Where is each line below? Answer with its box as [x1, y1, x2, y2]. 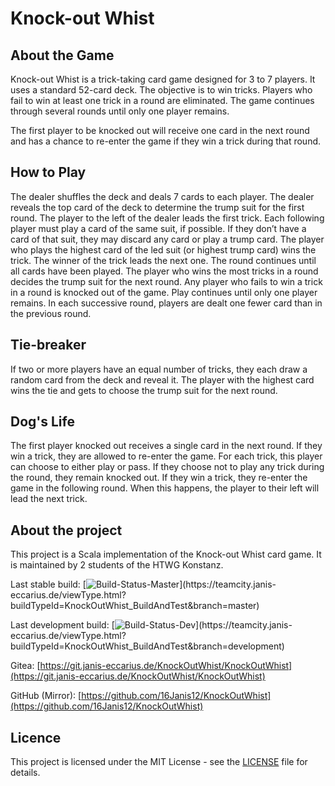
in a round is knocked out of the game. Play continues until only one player [10, 286, 318, 298]
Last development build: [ [10, 619, 115, 631]
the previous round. [10, 307, 92, 319]
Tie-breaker [10, 337, 87, 354]
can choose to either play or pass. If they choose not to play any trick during [10, 461, 325, 473]
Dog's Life [10, 413, 75, 431]
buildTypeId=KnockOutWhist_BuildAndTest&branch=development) [10, 640, 285, 652]
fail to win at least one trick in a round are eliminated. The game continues [10, 95, 315, 106]
